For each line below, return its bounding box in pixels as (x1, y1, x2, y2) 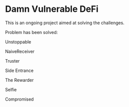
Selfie (5, 86, 17, 92)
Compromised (5, 96, 34, 102)
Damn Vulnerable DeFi (5, 3, 98, 15)
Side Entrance (5, 68, 33, 73)
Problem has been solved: (5, 29, 58, 35)
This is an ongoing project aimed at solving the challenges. (5, 20, 125, 26)
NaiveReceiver (5, 48, 35, 54)
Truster (5, 58, 20, 64)
